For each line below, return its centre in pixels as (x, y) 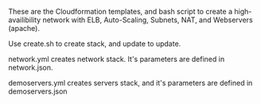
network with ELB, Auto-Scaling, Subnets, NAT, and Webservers (148, 20)
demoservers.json (38, 91)
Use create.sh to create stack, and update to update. (95, 44)
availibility (25, 20)
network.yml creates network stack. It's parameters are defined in (117, 59)
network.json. (31, 67)
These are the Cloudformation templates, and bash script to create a (121, 12)
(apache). (24, 28)
